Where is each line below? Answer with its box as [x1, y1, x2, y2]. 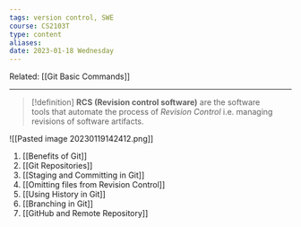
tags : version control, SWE [9, 13, 115, 22]
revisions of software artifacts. [30, 116, 145, 127]
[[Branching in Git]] [21, 198, 94, 209]
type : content [9, 30, 63, 39]
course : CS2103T [9, 22, 70, 31]
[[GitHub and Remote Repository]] [21, 208, 149, 219]
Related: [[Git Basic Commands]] [9, 71, 131, 82]
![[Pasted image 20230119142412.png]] [9, 134, 154, 144]
